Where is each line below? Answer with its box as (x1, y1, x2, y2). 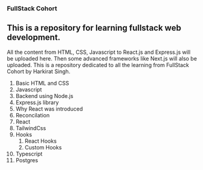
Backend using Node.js (15, 92, 74, 99)
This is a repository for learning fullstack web (7, 23, 182, 33)
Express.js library (15, 99, 59, 106)
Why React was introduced (15, 105, 83, 113)
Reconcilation (15, 111, 50, 119)
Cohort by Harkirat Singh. (7, 68, 71, 75)
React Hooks (24, 137, 57, 145)
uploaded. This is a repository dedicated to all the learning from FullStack (7, 61, 190, 68)
